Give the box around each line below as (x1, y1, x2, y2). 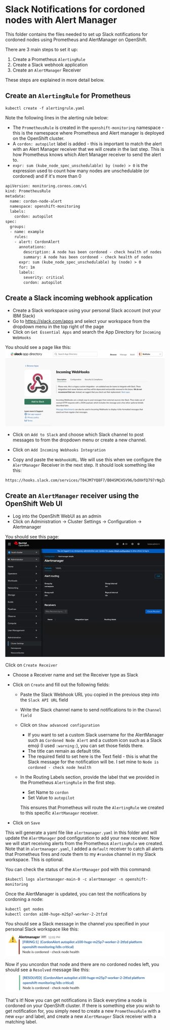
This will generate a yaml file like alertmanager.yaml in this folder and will (5, 829, 157, 836)
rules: (14, 234, 28, 239)
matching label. (5, 1018, 37, 1024)
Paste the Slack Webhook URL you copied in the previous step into (20, 692, 159, 698)
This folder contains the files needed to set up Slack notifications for (5, 31, 148, 37)
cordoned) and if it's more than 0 (12, 173, 82, 179)
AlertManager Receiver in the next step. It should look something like (12, 462, 155, 468)
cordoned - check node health (27, 765, 92, 770)
